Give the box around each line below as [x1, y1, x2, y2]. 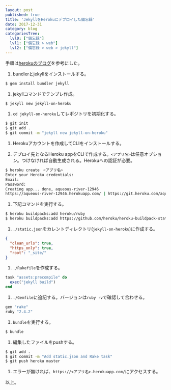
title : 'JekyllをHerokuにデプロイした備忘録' [5, 17, 95, 22]
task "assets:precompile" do [5, 275, 67, 280]
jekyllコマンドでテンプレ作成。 [12, 91, 77, 97]
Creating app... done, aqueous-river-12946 [5, 186, 99, 191]
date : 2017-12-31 [5, 21, 42, 27]
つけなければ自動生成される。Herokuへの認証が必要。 [21, 157, 135, 163]
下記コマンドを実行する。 [12, 201, 67, 207]
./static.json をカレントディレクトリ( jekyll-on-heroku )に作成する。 [12, 226, 158, 232]
